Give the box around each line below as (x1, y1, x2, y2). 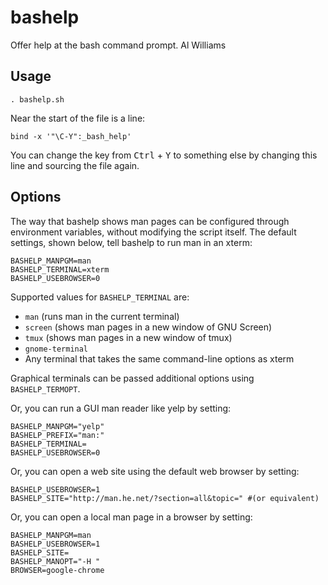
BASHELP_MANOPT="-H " (10, 556, 101, 566)
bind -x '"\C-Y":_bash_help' (10, 131, 132, 141)
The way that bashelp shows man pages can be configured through (10, 215, 290, 227)
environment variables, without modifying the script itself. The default (10, 226, 297, 238)
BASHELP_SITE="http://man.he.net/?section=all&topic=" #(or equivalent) (10, 493, 320, 503)
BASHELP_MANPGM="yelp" (10, 421, 105, 431)
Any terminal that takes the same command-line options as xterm (24, 352, 295, 365)
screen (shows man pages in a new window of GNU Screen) (24, 321, 273, 333)
